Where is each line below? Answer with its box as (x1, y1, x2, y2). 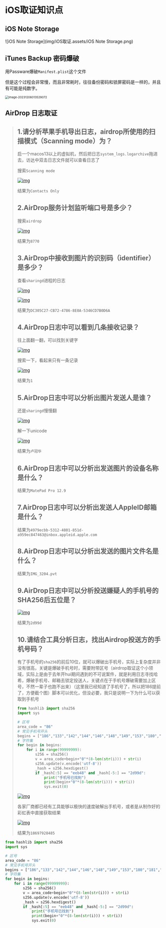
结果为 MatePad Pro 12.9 (17, 487, 66, 493)
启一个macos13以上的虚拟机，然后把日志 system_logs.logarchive (17, 151, 149, 157)
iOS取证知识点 (5, 4, 63, 16)
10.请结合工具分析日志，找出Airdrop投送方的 (17, 635, 155, 644)
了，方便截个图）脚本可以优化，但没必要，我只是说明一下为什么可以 (17, 690, 156, 696)
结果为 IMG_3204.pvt (17, 570, 57, 576)
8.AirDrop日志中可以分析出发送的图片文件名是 (17, 547, 159, 555)
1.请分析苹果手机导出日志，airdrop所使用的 (17, 127, 149, 136)
